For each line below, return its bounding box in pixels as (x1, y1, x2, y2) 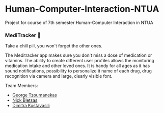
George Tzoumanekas (12, 92, 57, 98)
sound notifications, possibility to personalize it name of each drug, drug (5, 68, 152, 74)
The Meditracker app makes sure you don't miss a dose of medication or (5, 52, 152, 58)
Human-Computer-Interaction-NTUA (5, 3, 160, 15)
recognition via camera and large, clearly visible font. (5, 73, 113, 79)
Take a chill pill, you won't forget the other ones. (5, 43, 103, 49)
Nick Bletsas (12, 97, 38, 103)
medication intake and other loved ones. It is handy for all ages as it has (5, 63, 150, 69)
